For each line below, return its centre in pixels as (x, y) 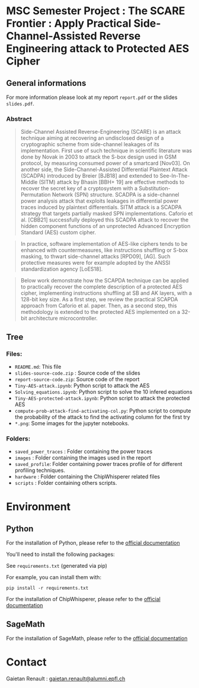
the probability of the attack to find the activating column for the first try (102, 417)
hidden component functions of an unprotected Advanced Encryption (105, 226)
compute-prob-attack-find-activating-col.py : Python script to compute (103, 410)
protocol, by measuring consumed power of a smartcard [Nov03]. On (105, 163)
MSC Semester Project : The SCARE (96, 11)
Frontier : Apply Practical (69, 23)
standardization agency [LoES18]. (62, 269)
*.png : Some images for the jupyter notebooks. (72, 423)
